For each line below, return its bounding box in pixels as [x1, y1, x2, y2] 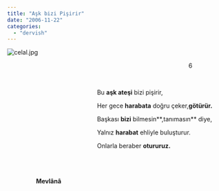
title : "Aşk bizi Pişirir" [7, 10, 85, 17]
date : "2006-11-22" [7, 17, 63, 23]
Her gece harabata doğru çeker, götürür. [96, 101, 213, 110]
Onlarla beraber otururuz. [96, 142, 171, 150]
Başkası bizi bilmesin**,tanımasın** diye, [96, 115, 212, 123]
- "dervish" [13, 29, 48, 37]
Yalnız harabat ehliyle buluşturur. [96, 128, 191, 137]
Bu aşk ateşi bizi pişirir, [96, 88, 163, 97]
